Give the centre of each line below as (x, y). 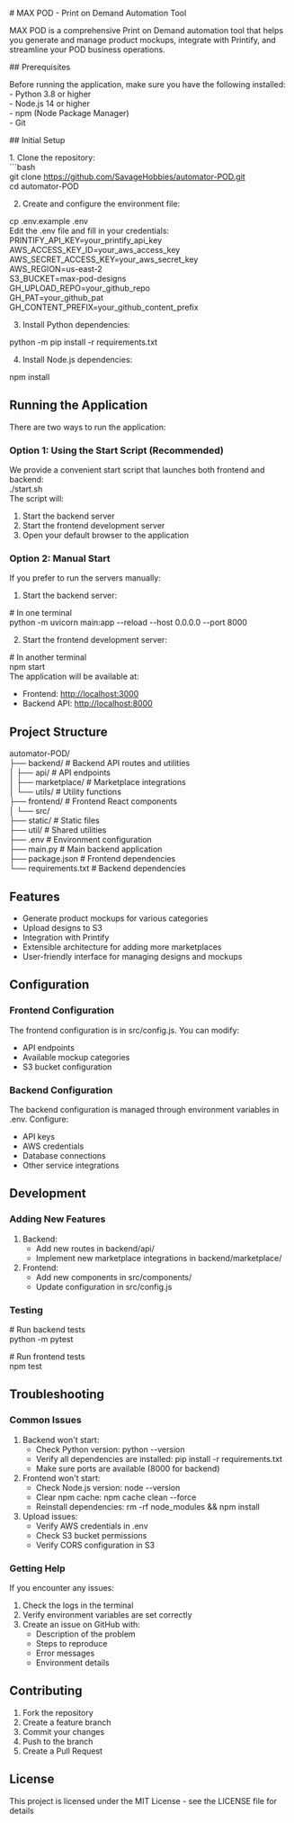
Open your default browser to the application (105, 536)
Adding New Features (58, 1219)
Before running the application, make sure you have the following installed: (147, 84)
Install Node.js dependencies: (77, 360)
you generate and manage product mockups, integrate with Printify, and (143, 40)
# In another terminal (48, 657)
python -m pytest (41, 1339)
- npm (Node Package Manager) (69, 113)
